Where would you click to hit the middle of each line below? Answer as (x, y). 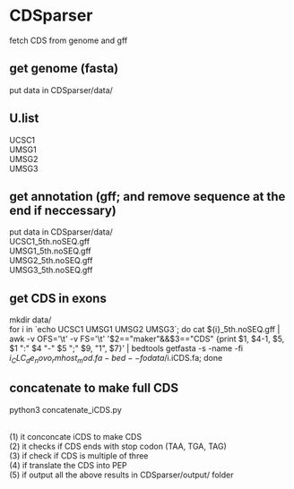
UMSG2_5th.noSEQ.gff (51, 261)
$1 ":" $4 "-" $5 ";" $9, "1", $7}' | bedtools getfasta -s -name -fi (126, 348)
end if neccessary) (63, 210)
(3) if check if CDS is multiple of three (79, 455)
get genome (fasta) (64, 69)
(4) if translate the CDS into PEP (68, 465)
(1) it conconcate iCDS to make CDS (75, 436)
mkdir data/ (30, 320)
